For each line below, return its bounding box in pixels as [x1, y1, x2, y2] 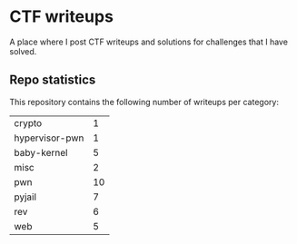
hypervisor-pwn [14, 132, 84, 144]
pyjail [14, 190, 37, 203]
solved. [9, 45, 37, 56]
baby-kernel [14, 146, 68, 159]
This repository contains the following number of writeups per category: [9, 96, 280, 107]
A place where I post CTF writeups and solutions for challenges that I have [9, 36, 289, 47]
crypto [14, 116, 43, 129]
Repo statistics [9, 73, 96, 88]
